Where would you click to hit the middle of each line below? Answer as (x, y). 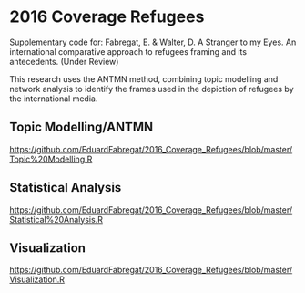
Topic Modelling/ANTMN (81, 127)
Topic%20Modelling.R (51, 159)
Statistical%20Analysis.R (56, 219)
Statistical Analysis (66, 188)
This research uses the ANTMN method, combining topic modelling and (144, 78)
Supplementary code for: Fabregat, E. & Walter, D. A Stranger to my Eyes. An (153, 42)
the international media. (54, 99)
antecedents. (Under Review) (64, 61)
